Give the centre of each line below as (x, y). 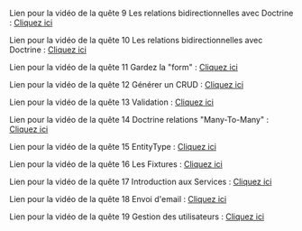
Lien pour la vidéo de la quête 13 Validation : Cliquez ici (112, 102)
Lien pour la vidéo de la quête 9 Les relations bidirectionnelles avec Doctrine (151, 13)
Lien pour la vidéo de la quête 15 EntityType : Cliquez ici (113, 147)
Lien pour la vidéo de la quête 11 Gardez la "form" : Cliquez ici (124, 67)
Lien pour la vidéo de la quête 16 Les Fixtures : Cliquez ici (116, 164)
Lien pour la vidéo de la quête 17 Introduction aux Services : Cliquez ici (141, 181)
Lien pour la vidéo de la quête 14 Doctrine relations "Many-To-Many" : (139, 120)
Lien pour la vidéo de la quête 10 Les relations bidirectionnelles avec (136, 40)
